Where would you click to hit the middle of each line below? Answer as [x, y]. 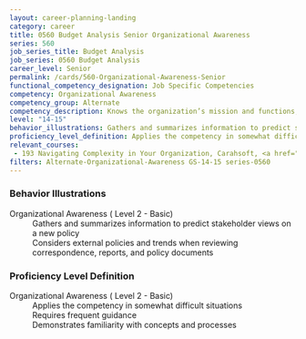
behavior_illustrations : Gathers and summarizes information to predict [150, 128]
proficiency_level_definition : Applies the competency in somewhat [140, 137]
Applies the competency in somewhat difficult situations [138, 305]
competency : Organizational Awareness [83, 94]
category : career [42, 26]
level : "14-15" [38, 119]
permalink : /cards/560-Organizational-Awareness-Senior [117, 77]
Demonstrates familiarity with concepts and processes [134, 325]
